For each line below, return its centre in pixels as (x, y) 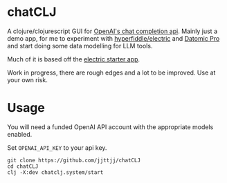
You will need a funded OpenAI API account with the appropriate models (110, 127)
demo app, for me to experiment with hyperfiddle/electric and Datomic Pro (113, 38)
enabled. (20, 134)
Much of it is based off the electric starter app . (74, 59)
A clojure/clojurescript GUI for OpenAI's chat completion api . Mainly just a (112, 31)
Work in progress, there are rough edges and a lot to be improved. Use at (111, 73)
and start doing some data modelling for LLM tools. (80, 46)
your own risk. (28, 79)
